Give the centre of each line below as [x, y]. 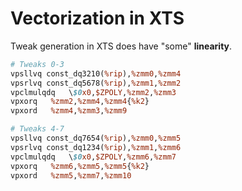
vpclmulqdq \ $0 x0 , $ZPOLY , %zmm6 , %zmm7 [93, 157]
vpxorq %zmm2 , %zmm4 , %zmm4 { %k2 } [80, 102]
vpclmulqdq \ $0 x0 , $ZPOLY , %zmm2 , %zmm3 [93, 92]
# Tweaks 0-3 [37, 64]
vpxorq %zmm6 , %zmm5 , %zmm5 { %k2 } [80, 166]
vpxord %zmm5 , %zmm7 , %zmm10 [71, 175]
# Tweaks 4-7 [37, 129]
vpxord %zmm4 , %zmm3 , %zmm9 [69, 111]
